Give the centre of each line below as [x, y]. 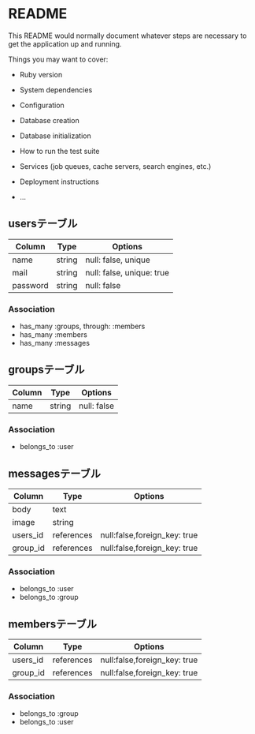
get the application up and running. [65, 43]
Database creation [50, 120]
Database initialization [55, 136]
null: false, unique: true [127, 272]
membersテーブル [52, 624]
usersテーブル [43, 224]
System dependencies [56, 90]
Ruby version [41, 74]
